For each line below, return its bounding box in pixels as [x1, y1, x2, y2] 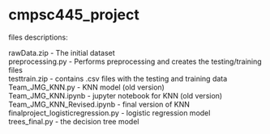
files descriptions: [8, 32, 69, 42]
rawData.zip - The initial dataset [8, 48, 115, 57]
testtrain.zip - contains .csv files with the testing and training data [8, 73, 228, 83]
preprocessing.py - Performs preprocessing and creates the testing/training [8, 57, 262, 66]
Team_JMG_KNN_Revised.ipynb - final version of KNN [8, 99, 191, 109]
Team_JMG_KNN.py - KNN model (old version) [8, 82, 165, 92]
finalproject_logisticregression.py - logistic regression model [8, 107, 211, 118]
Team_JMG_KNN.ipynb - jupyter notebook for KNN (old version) [8, 90, 223, 100]
